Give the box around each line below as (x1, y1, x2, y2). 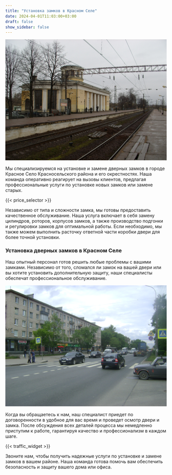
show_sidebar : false (5, 25, 50, 30)
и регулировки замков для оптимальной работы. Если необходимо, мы (5, 223, 162, 230)
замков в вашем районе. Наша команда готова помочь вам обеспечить (5, 458, 163, 464)
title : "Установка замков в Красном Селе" (5, 8, 97, 13)
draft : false (5, 19, 33, 24)
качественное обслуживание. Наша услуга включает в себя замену (5, 212, 155, 219)
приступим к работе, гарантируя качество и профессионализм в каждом (5, 427, 166, 434)
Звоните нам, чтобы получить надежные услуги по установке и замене (5, 453, 162, 459)
